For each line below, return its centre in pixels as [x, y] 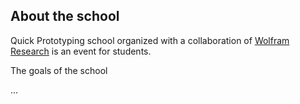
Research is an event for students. [81, 51]
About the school [65, 16]
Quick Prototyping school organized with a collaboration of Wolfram [150, 40]
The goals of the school [59, 70]
